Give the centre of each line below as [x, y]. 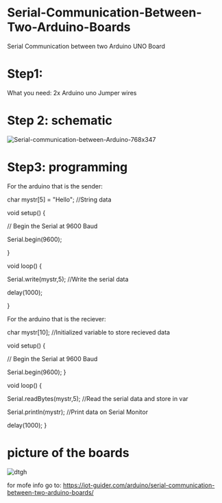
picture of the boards [68, 453]
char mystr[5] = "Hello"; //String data [59, 199]
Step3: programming [67, 167]
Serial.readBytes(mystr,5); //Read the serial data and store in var [98, 398]
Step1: [25, 74]
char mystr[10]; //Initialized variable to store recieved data [88, 332]
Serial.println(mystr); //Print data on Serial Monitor [78, 412]
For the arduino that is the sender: [55, 186]
